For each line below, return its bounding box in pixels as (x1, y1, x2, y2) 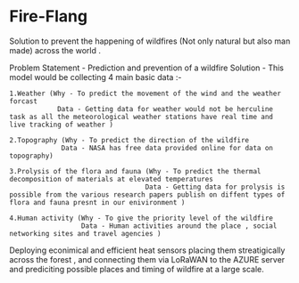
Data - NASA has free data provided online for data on (61, 143, 274, 152)
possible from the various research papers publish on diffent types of (9, 190, 286, 199)
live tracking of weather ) (9, 120, 114, 129)
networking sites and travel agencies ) (9, 229, 162, 238)
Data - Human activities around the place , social (80, 221, 278, 230)
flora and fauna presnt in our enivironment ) (9, 198, 186, 206)
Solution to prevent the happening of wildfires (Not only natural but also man (9, 36, 291, 46)
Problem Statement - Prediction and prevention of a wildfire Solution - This (9, 62, 284, 73)
